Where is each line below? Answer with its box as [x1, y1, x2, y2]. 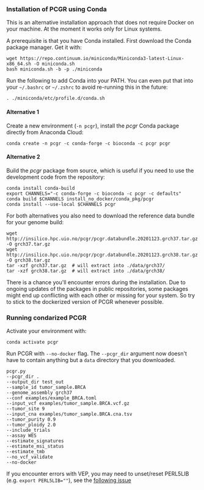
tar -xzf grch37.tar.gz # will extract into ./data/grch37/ [6, 262, 166, 268]
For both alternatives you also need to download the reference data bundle [6, 212, 195, 219]
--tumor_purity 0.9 [6, 417, 56, 423]
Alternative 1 [6, 108, 40, 115]
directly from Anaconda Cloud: [6, 128, 84, 136]
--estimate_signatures [6, 438, 64, 444]
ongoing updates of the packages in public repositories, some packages [6, 285, 188, 292]
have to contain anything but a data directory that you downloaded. [6, 356, 176, 363]
